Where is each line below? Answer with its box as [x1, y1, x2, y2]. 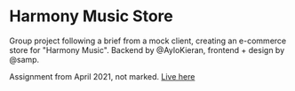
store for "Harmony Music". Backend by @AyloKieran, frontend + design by [9, 44, 285, 55]
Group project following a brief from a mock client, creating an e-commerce [9, 35, 287, 46]
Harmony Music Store [9, 6, 173, 27]
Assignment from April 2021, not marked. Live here [9, 71, 195, 81]
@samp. [9, 54, 40, 64]
